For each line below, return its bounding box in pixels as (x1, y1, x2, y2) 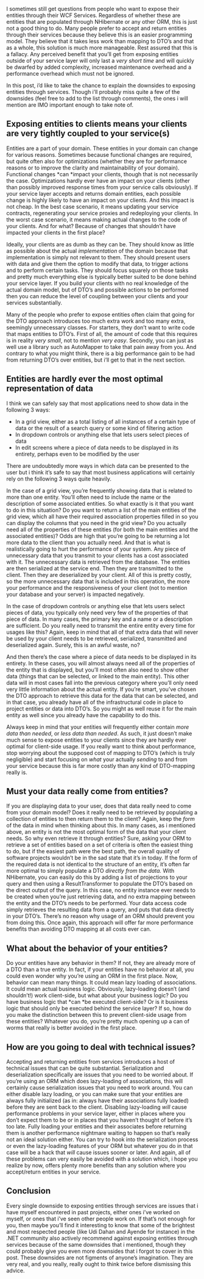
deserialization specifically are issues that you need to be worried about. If (6, 1071, 194, 1078)
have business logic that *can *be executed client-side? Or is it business (6, 998, 188, 1006)
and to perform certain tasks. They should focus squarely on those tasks (6, 267, 189, 274)
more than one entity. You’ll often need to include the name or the (6, 493, 171, 501)
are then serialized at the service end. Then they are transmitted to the (6, 564, 183, 572)
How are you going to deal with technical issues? (6, 1042, 196, 1052)
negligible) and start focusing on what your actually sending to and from (6, 756, 188, 763)
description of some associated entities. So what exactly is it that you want (6, 500, 194, 507)
